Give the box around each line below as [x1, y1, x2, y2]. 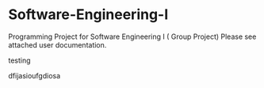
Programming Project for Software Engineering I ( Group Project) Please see [8, 32, 257, 41]
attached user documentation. [8, 40, 107, 49]
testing [8, 55, 31, 65]
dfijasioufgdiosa [8, 71, 61, 80]
